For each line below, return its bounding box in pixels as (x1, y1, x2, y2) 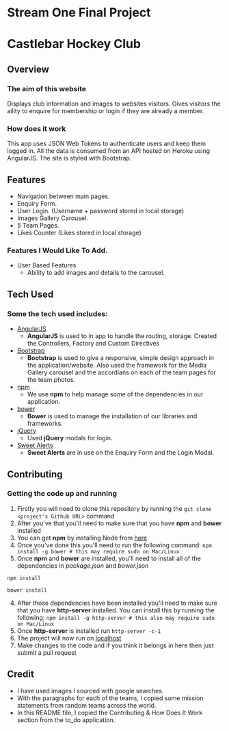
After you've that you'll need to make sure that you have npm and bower (16, 519, 222, 527)
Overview (7, 63, 50, 75)
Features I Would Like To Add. (7, 245, 108, 255)
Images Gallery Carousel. (16, 214, 89, 222)
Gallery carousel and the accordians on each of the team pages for (27, 368, 217, 376)
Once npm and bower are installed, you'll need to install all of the (16, 554, 202, 562)
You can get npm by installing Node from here (16, 534, 148, 542)
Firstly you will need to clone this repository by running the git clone (16, 504, 212, 512)
